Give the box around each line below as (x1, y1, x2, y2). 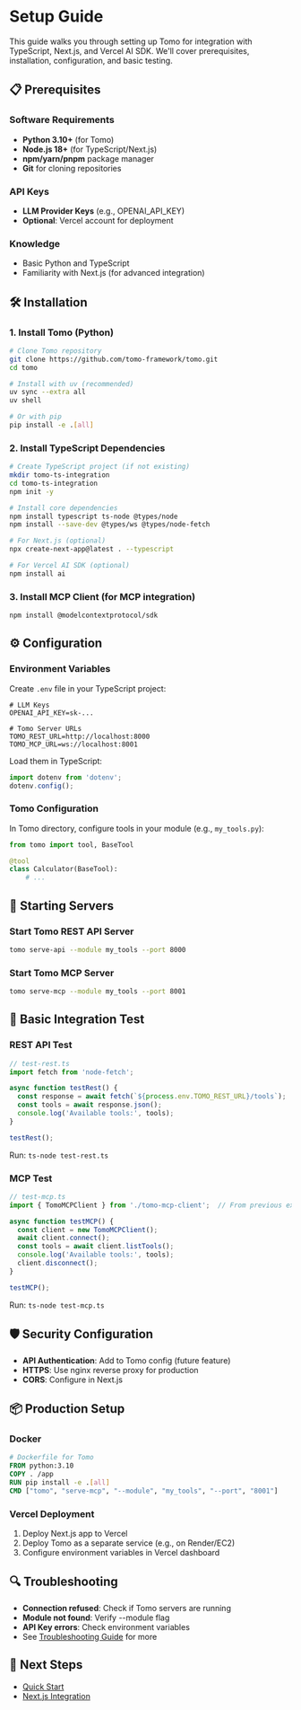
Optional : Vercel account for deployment (21, 215, 174, 225)
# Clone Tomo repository (9, 346, 102, 356)
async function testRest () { (9, 1084, 118, 1093)
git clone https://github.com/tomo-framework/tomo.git (9, 355, 219, 364)
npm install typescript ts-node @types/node (9, 512, 178, 521)
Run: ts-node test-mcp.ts (9, 1300, 105, 1310)
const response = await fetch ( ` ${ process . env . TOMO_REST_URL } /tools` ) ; (17, 1092, 287, 1101)
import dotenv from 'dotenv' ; (9, 772, 123, 782)
